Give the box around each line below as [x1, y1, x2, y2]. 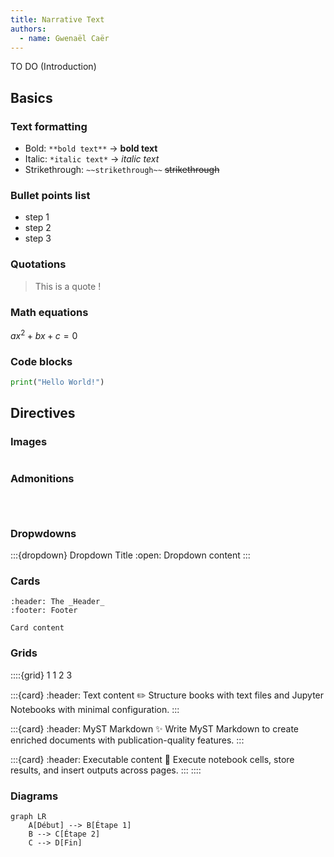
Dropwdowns [10, 526, 77, 540]
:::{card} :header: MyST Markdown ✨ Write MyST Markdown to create [10, 722, 299, 735]
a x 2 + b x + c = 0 [10, 327, 78, 341]
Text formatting [10, 119, 88, 133]
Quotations [10, 257, 67, 271]
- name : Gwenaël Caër [19, 33, 110, 43]
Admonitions [10, 472, 75, 486]
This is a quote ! [34, 280, 102, 292]
